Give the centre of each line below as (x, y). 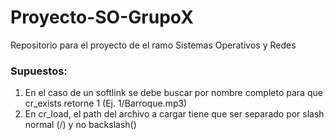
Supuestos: (39, 71)
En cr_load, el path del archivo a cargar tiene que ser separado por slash (174, 114)
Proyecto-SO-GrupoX (102, 17)
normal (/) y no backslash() (80, 125)
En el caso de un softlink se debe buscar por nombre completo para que (173, 93)
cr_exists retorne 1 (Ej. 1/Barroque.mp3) (106, 103)
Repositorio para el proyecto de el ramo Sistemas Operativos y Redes (153, 45)
